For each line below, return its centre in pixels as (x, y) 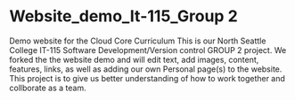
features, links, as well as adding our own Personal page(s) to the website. (146, 69)
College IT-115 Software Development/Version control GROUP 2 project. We (148, 50)
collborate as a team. (48, 88)
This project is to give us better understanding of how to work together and (147, 78)
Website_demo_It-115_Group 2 (123, 16)
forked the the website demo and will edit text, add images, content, (134, 59)
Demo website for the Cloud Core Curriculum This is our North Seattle (138, 41)
